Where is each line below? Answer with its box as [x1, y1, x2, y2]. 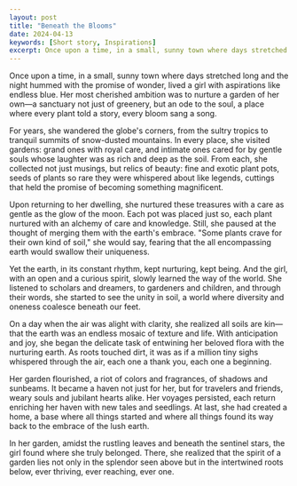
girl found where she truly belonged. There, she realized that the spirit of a [9, 448, 282, 458]
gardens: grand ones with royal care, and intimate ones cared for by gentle [9, 144, 282, 155]
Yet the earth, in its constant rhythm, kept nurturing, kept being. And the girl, [9, 264, 288, 275]
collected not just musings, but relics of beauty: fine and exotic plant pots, [9, 163, 280, 174]
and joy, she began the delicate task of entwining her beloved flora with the [9, 338, 285, 348]
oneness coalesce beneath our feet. [9, 301, 141, 312]
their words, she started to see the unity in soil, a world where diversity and [9, 292, 285, 303]
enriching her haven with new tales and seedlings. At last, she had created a [9, 402, 288, 413]
